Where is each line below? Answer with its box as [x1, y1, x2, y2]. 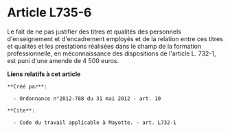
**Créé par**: [7, 83, 48, 90]
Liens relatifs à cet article [7, 70, 81, 78]
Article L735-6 [7, 5, 92, 21]
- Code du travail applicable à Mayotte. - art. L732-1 [13, 119, 176, 126]
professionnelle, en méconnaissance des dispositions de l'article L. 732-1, [7, 49, 216, 58]
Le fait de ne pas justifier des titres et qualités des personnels [7, 27, 182, 36]
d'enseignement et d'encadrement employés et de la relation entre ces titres [7, 34, 223, 43]
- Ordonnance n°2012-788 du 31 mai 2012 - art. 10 [13, 95, 161, 102]
